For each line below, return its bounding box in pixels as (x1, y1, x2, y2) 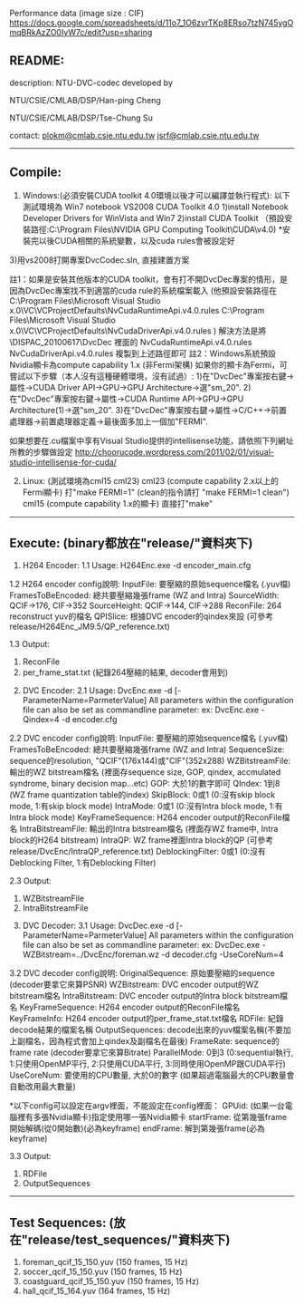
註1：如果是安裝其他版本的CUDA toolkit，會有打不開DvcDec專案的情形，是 (9, 274, 288, 285)
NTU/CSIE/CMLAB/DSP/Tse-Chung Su (9, 112, 154, 123)
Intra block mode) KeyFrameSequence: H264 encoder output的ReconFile (9, 812, 282, 823)
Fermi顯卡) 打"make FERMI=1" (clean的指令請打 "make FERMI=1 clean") (22, 487, 290, 498)
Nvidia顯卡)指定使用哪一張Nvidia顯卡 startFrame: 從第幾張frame (48, 1112, 288, 1123)
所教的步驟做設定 (9, 446, 73, 457)
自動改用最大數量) (9, 1081, 77, 1092)
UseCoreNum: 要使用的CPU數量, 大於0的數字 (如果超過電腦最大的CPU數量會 (9, 1069, 295, 1081)
